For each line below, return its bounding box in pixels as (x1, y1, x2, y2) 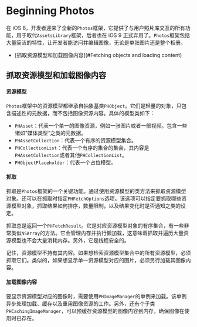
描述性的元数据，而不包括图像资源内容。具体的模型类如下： (11, 109, 155, 116)
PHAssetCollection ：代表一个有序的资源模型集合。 (14, 136, 137, 144)
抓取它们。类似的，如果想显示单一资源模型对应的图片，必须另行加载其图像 (6, 256, 186, 263)
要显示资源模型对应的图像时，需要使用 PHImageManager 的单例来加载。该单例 (6, 292, 187, 299)
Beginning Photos (6, 4, 95, 18)
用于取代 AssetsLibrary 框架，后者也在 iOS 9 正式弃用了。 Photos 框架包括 (16, 31, 191, 39)
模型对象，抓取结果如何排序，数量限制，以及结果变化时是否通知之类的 (11, 202, 181, 209)
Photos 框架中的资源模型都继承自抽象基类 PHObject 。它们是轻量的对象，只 (6, 102, 182, 109)
